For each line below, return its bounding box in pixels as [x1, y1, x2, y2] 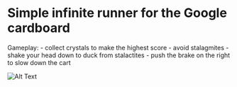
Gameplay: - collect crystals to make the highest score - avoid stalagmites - [7, 43, 229, 52]
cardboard [7, 20, 71, 36]
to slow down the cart [7, 58, 71, 66]
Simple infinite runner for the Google [7, 5, 227, 21]
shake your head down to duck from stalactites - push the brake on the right [7, 51, 231, 59]
